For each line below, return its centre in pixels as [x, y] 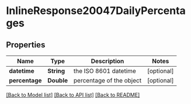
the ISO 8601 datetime [105, 71]
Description [107, 61]
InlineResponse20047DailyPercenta [96, 11]
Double [58, 80]
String [56, 71]
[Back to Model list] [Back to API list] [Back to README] [73, 95]
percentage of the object [107, 80]
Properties [26, 45]
